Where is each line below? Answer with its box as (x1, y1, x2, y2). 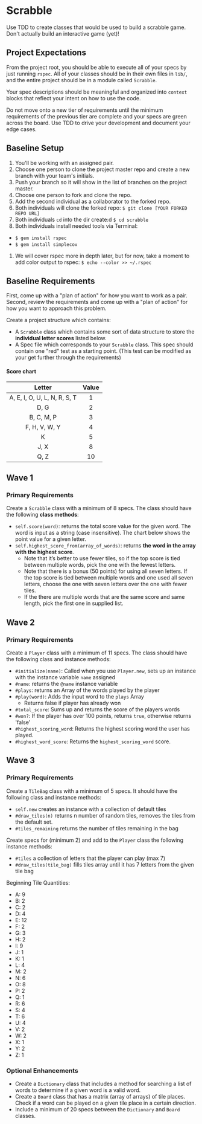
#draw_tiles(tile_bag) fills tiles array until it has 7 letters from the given (14, 861, 194, 868)
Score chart (6, 367, 37, 375)
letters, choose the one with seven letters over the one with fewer (24, 581, 188, 588)
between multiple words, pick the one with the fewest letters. (24, 561, 176, 569)
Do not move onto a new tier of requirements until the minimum (6, 106, 163, 114)
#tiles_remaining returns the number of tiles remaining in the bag (14, 824, 179, 832)
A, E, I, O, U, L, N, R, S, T (9, 393, 77, 402)
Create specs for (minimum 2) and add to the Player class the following (6, 836, 184, 844)
